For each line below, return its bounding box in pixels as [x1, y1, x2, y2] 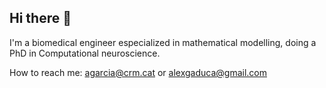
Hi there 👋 [9, 10, 72, 27]
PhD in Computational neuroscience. [9, 47, 161, 59]
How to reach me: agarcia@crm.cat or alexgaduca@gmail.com [9, 66, 267, 78]
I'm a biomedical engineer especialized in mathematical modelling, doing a [9, 36, 317, 48]
